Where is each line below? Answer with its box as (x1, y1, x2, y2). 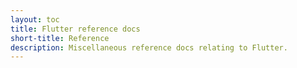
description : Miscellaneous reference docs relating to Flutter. (10, 42, 288, 53)
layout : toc (10, 14, 60, 25)
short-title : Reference (10, 33, 110, 43)
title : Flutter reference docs (10, 24, 141, 34)
